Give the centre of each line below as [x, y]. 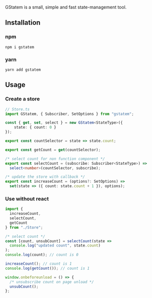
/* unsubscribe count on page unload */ [52, 282]
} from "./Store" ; [24, 227]
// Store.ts [17, 109]
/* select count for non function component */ [55, 159]
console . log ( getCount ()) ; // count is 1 [48, 268]
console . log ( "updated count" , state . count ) [55, 246]
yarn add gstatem [23, 70]
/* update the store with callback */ [45, 177]
